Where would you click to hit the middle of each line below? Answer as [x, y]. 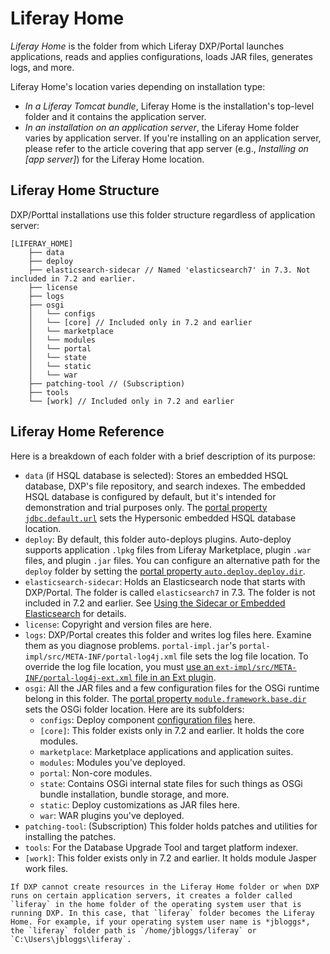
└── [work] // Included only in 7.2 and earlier [131, 401]
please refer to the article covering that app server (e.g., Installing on [166, 148]
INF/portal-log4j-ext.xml [78, 678]
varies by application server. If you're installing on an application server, [173, 138]
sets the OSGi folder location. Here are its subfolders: [134, 709]
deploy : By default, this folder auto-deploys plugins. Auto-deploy [158, 539]
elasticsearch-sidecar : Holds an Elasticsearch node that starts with [165, 581]
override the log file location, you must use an [119, 666]
